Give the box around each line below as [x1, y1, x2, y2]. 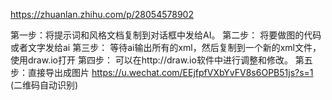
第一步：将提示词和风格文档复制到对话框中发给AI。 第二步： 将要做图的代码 [10, 29, 322, 41]
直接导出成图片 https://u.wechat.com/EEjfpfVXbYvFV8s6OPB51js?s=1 [27, 67, 314, 78]
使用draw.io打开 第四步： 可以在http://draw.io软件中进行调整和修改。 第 [10, 54, 305, 66]
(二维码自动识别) [10, 79, 79, 91]
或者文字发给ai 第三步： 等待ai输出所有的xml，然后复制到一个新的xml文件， [10, 42, 322, 53]
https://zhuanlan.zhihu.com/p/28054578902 [10, 9, 194, 20]
